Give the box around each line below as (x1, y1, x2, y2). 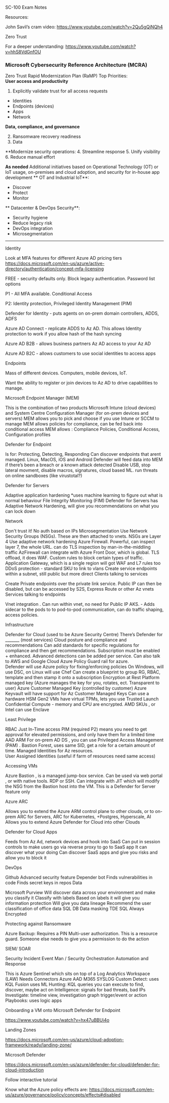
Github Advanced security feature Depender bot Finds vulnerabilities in (5, 874, 153, 881)
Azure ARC (5, 798, 28, 805)
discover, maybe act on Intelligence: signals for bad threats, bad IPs (5, 987, 146, 993)
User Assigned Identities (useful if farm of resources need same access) (5, 753, 156, 759)
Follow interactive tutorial (5, 1077, 58, 1083)
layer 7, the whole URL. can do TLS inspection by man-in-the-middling (5, 544, 151, 550)
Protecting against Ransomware (5, 921, 71, 927)
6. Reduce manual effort (5, 154, 55, 160)
